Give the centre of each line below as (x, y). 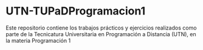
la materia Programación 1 (38, 40)
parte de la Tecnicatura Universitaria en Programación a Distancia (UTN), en (101, 34)
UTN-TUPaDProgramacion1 (76, 11)
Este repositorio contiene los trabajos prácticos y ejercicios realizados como (101, 28)
